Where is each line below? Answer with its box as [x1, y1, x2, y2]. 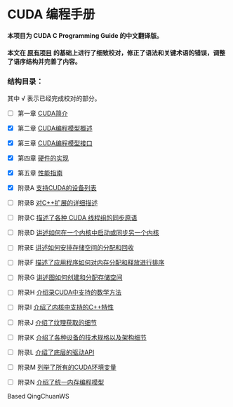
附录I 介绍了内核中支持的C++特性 [17, 303, 114, 312]
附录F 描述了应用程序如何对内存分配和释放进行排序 [17, 258, 165, 267]
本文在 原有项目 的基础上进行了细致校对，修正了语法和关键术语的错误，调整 [7, 48, 226, 57]
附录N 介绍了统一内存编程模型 [17, 378, 105, 386]
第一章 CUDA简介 [17, 109, 68, 117]
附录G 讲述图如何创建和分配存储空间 [17, 273, 123, 281]
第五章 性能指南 [17, 168, 63, 177]
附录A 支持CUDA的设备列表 [17, 183, 97, 192]
